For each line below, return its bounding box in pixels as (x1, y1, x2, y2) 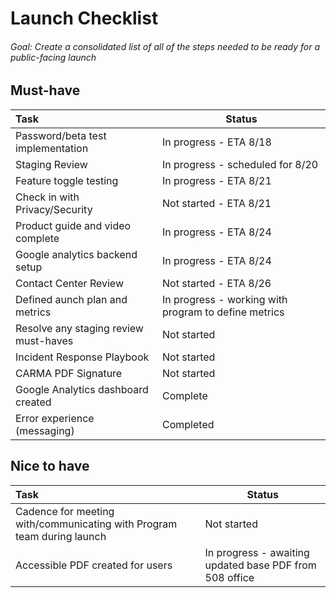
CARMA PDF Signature (15, 366, 123, 380)
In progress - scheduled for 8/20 (162, 157, 319, 171)
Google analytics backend (15, 247, 138, 261)
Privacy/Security (15, 202, 93, 216)
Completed (162, 417, 215, 431)
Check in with (15, 190, 80, 204)
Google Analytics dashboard (15, 382, 149, 396)
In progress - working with (162, 292, 288, 306)
